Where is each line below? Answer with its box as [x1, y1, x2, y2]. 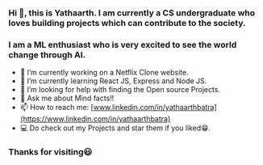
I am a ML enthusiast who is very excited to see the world [8, 39, 237, 50]
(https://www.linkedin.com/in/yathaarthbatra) [19, 114, 171, 124]
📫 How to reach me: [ [19, 103, 94, 112]
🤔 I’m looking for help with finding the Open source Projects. [19, 85, 220, 95]
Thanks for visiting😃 [8, 146, 93, 158]
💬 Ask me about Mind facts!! [19, 93, 115, 104]
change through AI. [8, 49, 86, 60]
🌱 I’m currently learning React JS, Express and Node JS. [19, 76, 207, 86]
